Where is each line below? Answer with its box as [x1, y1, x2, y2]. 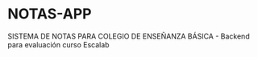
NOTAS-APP [7, 5, 92, 23]
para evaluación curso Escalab [7, 39, 110, 49]
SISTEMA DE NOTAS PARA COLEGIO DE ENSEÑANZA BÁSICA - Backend [7, 31, 251, 41]
